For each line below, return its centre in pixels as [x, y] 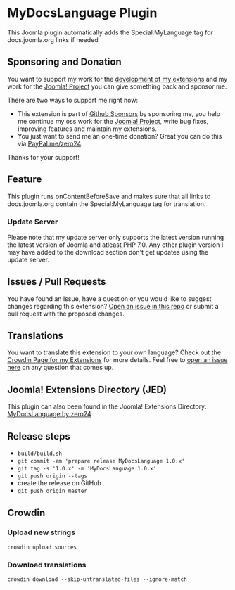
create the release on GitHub [59, 483]
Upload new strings [42, 532]
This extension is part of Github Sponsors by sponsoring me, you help [119, 113]
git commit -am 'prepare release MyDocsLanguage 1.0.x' [101, 461]
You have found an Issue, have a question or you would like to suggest [109, 299]
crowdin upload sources [42, 547]
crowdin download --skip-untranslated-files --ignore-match [97, 579]
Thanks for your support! [43, 157]
